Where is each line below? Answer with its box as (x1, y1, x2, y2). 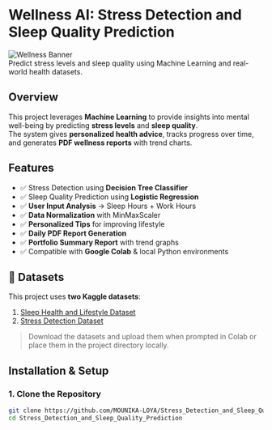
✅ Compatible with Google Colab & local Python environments (19, 246, 229, 256)
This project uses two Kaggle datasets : (8, 292, 141, 301)
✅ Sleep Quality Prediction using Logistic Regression (19, 192, 199, 202)
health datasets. (28, 66, 83, 76)
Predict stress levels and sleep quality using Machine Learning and (8, 58, 232, 68)
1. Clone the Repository (8, 388, 101, 399)
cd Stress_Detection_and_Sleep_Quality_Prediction (8, 414, 183, 422)
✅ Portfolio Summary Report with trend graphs (19, 237, 180, 247)
